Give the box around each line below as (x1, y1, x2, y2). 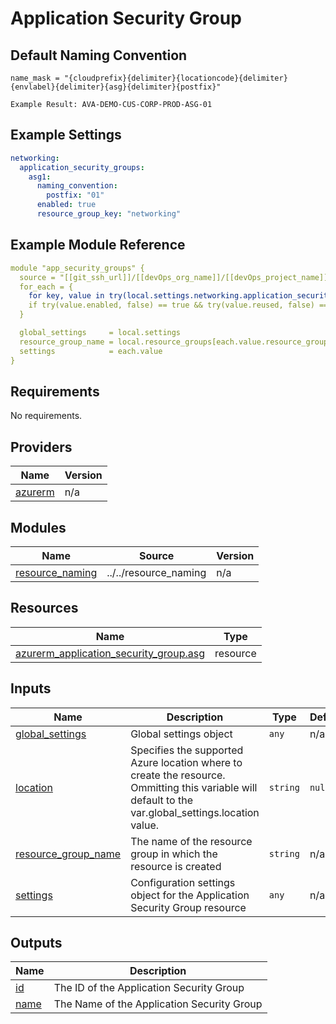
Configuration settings (130, 875, 236, 889)
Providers (10, 438, 73, 456)
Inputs (10, 680, 52, 697)
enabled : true (36, 200, 97, 210)
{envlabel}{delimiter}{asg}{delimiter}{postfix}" (10, 82, 222, 92)
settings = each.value (19, 346, 163, 356)
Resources (10, 600, 79, 617)
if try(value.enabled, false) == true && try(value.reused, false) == (28, 300, 329, 311)
